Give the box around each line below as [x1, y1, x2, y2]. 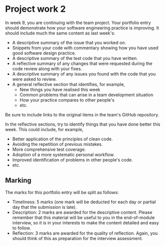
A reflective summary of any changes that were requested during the [12, 60, 153, 66]
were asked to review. [12, 76, 57, 82]
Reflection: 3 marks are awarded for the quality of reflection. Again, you [12, 230, 158, 236]
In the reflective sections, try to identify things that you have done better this [5, 121, 161, 127]
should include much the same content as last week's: [5, 30, 115, 36]
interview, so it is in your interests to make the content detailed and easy [12, 219, 159, 225]
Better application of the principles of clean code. [12, 136, 113, 142]
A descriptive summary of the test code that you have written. [12, 55, 138, 61]
